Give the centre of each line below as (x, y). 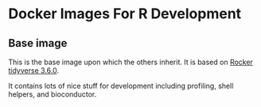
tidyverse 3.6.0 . (34, 71)
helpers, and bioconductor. (53, 94)
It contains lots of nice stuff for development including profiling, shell (121, 86)
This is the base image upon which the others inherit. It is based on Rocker (130, 62)
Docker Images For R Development (125, 14)
